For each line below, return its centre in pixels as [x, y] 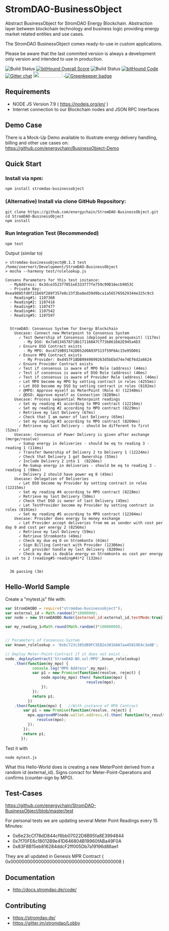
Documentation [30, 877]
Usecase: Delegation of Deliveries [52, 479]
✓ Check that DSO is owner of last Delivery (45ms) [74, 501]
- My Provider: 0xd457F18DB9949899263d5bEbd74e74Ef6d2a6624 [88, 359]
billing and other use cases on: [37, 143]
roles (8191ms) [21, 510]
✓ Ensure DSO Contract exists [50, 346]
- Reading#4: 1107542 [32, 311]
